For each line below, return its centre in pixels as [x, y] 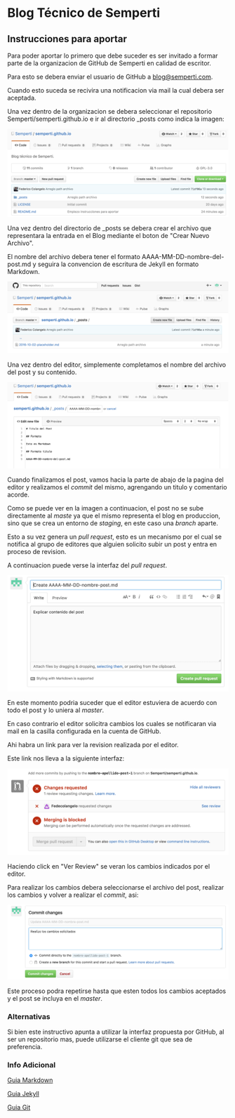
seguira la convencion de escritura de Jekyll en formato [118, 264]
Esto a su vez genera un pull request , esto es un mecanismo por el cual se [115, 537]
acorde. [19, 494]
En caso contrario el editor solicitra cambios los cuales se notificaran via [112, 724]
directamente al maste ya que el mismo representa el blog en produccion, [114, 515]
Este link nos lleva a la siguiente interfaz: [66, 758]
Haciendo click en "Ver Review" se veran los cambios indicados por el [109, 866]
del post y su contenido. [42, 372]
